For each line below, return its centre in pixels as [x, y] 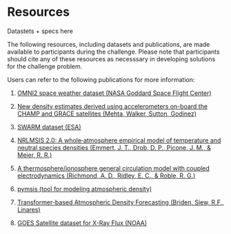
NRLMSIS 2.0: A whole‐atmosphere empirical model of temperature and [119, 140]
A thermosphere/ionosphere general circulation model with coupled [113, 168]
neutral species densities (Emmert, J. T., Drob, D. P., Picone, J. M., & [114, 147]
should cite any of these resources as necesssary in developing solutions [111, 58]
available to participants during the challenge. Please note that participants [113, 52]
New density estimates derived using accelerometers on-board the [112, 106]
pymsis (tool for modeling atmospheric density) [84, 189]
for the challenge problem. [45, 66]
